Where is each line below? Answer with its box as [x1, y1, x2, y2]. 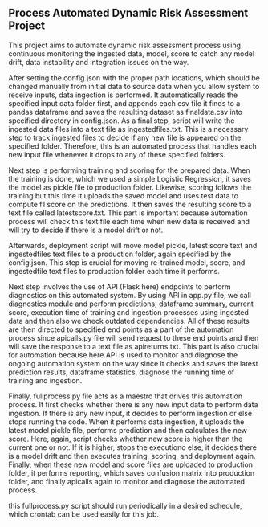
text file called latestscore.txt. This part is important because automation [8, 208, 248, 218]
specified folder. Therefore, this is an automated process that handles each [8, 141, 257, 151]
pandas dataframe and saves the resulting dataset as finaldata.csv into [8, 107, 243, 116]
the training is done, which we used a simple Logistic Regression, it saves [8, 174, 251, 183]
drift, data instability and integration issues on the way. [8, 57, 189, 67]
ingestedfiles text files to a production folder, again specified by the [8, 249, 232, 259]
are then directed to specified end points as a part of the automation [8, 325, 234, 334]
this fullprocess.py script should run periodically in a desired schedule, [8, 500, 242, 510]
